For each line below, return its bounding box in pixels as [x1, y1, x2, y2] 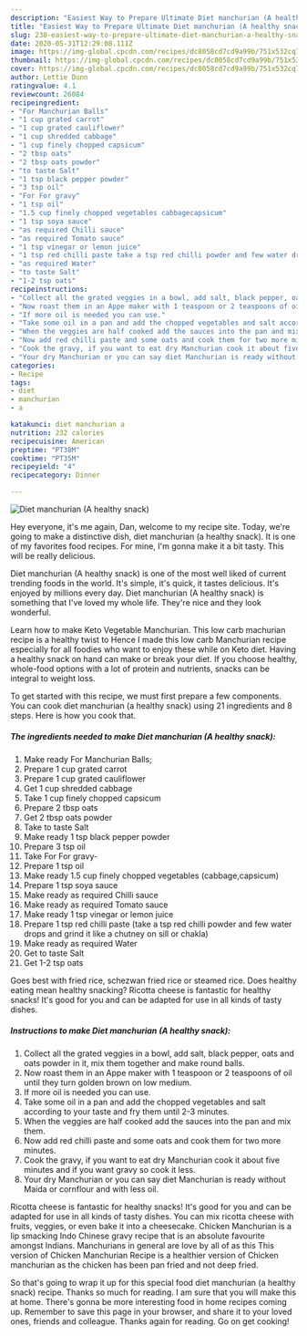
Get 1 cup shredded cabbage [23, 782, 133, 793]
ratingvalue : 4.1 [10, 81, 77, 90]
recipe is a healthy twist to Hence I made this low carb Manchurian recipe [10, 635, 287, 645]
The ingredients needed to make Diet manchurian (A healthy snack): [10, 730, 276, 741]
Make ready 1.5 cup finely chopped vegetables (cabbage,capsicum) [23, 870, 280, 881]
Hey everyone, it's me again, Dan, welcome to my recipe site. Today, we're [10, 522, 291, 532]
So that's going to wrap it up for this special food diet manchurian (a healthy [10, 1277, 296, 1288]
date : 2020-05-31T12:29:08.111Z [10, 38, 133, 48]
